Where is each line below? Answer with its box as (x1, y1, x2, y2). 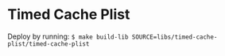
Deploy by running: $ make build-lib (7, 32, 129, 41)
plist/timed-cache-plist (7, 39, 90, 48)
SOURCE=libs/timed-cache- (131, 33, 218, 41)
